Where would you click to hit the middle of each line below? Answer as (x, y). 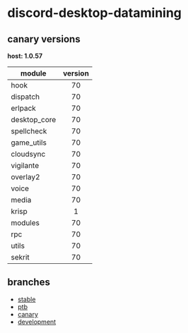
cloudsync (28, 154)
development (37, 322)
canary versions (44, 39)
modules (25, 223)
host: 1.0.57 (25, 56)
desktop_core (34, 120)
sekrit (20, 257)
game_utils (29, 143)
